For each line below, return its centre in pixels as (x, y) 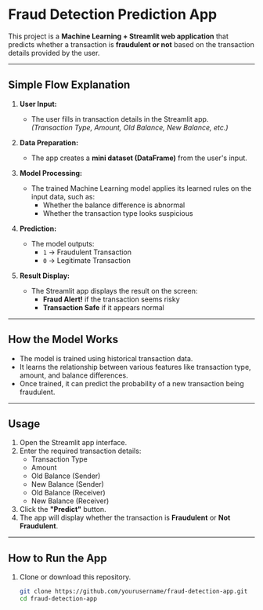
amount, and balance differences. (74, 375)
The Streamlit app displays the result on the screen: (114, 290)
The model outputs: (63, 243)
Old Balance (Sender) (66, 476)
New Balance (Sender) (67, 484)
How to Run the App (58, 558)
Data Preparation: (49, 142)
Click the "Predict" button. (63, 510)
